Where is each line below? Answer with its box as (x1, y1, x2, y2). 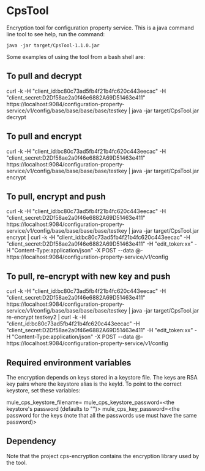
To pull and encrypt (6, 131, 82, 142)
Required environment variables (6, 357, 132, 368)
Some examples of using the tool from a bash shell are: (6, 53, 146, 60)
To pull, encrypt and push (6, 191, 106, 201)
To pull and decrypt (6, 71, 82, 82)
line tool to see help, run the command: (6, 30, 105, 37)
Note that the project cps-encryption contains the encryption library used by (6, 452, 199, 459)
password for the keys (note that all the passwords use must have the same (6, 412, 197, 419)
